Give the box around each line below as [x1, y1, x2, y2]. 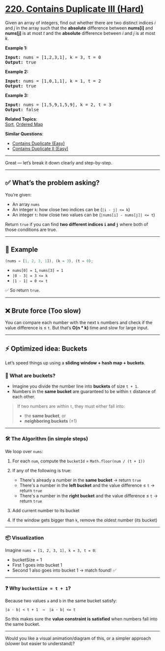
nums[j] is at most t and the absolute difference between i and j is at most [5, 30, 156, 36]
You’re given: [5, 192, 32, 197]
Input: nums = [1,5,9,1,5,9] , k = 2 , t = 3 [5, 102, 111, 107]
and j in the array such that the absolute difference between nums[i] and [5, 25, 153, 31]
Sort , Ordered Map [5, 121, 43, 127]
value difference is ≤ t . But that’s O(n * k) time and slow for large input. [5, 325, 149, 331]
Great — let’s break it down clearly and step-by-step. [5, 160, 112, 165]
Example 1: [5, 45, 28, 51]
